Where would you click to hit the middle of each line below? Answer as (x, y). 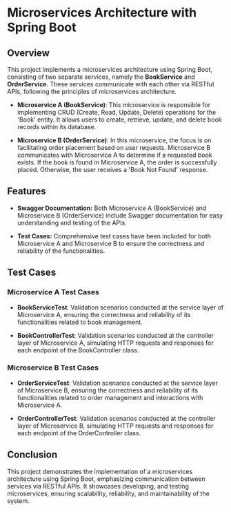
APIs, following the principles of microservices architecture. (92, 92)
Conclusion (32, 455)
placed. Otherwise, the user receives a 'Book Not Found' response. (112, 170)
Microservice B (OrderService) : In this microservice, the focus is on (114, 140)
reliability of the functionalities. (61, 251)
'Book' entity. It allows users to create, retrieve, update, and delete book (119, 120)
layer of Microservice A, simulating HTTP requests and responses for (115, 343)
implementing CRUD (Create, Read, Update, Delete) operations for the (117, 112)
